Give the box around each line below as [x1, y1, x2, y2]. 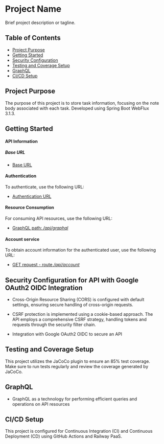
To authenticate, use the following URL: [5, 184, 85, 189]
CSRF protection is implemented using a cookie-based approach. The [12, 311, 153, 317]
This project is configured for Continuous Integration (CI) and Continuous [5, 428, 153, 434]
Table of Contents [5, 34, 61, 42]
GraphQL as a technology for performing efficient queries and [12, 396, 137, 402]
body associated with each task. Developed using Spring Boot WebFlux [5, 105, 149, 111]
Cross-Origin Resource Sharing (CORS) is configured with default [12, 296, 144, 302]
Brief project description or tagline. [5, 20, 76, 25]
